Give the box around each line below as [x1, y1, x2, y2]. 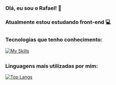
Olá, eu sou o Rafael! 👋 [5, 5, 62, 12]
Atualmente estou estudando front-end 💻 [5, 18, 111, 25]
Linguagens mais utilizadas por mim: [5, 63, 98, 69]
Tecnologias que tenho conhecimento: [5, 36, 103, 43]
